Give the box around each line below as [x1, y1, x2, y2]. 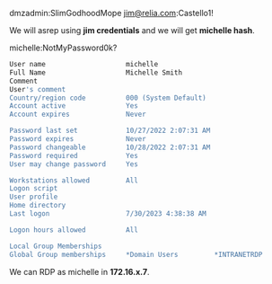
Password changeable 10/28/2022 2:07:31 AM [9, 143, 211, 152]
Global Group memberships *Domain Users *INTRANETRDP [9, 250, 263, 259]
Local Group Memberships [9, 242, 102, 251]
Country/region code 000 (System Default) [9, 93, 206, 102]
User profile [9, 192, 58, 201]
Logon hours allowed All [9, 225, 139, 235]
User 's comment [9, 84, 66, 93]
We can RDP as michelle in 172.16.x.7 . [9, 266, 150, 277]
